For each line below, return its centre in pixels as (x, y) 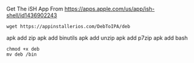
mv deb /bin (21, 54)
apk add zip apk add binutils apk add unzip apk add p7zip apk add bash (97, 38)
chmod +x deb (23, 49)
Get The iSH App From (35, 9)
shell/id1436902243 (32, 15)
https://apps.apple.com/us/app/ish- (109, 9)
